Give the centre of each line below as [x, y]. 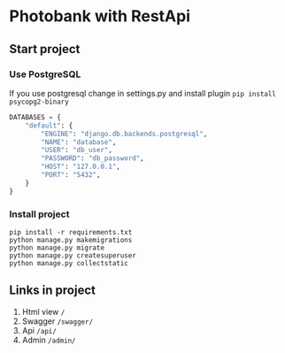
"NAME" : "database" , [79, 142]
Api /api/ [39, 330]
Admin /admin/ [49, 340]
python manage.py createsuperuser [73, 255]
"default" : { [49, 126]
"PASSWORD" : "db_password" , [92, 158]
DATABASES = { [35, 117]
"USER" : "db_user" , [77, 150]
